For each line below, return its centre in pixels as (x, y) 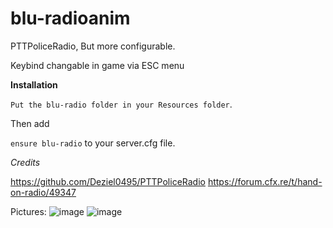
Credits (25, 162)
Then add (30, 123)
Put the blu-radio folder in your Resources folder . (121, 104)
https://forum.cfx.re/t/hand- (265, 181)
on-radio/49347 (43, 192)
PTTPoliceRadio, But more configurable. (93, 46)
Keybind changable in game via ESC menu (97, 65)
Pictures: (28, 211)
